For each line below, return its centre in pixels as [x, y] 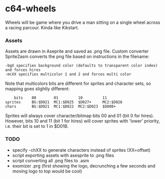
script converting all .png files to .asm [51, 160]
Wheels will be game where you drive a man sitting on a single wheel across [83, 22]
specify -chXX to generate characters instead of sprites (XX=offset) [81, 150]
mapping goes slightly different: [38, 89]
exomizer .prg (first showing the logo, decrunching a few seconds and [84, 166]
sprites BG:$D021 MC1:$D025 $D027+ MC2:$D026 [64, 102]
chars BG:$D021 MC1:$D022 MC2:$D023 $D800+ [61, 107]
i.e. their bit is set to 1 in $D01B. [37, 126]
